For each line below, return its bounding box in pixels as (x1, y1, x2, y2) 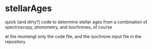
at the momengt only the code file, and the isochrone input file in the (5, 33, 142, 39)
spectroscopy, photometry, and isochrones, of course (5, 24, 112, 30)
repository (5, 38, 26, 44)
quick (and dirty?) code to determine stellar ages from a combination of (5, 19, 148, 25)
